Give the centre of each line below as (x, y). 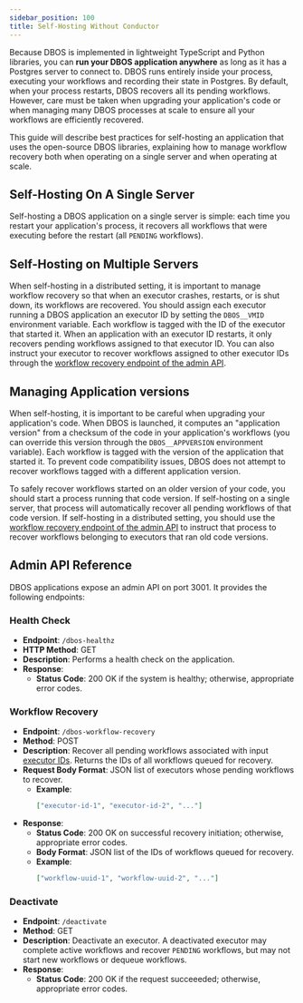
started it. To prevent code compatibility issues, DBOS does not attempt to (148, 461)
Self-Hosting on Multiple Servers (104, 264)
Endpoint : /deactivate (64, 921)
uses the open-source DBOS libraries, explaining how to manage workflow (148, 147)
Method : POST (51, 741)
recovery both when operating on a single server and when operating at (143, 156)
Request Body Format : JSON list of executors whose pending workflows (158, 770)
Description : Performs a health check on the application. (128, 659)
